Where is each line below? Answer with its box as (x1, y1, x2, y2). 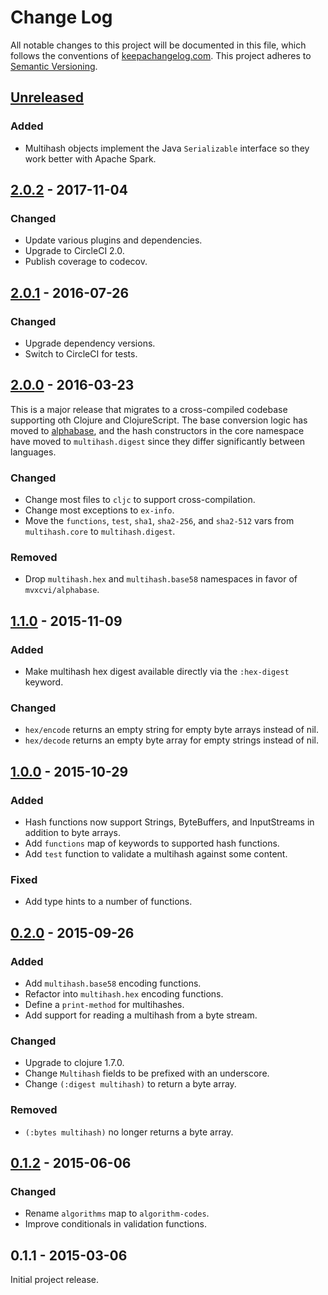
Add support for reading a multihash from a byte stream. (24, 1009, 258, 1021)
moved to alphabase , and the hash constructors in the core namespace (10, 424, 305, 436)
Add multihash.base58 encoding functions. (24, 977, 202, 990)
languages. (10, 446, 57, 458)
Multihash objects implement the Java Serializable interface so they (24, 142, 310, 154)
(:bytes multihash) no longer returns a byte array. (24, 1126, 234, 1138)
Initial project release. (10, 1274, 99, 1286)
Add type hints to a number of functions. (24, 896, 193, 908)
